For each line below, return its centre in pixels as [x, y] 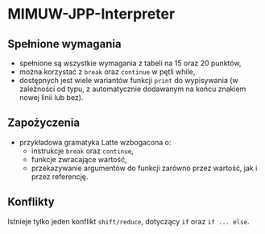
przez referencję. [60, 176]
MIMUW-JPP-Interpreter [91, 14]
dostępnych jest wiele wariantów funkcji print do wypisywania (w [128, 80]
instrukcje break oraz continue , [82, 151]
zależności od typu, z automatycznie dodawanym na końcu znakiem [132, 89]
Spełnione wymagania [64, 44]
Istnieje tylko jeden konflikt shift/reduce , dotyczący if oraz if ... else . [129, 221]
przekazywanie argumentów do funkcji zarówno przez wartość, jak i [144, 168]
